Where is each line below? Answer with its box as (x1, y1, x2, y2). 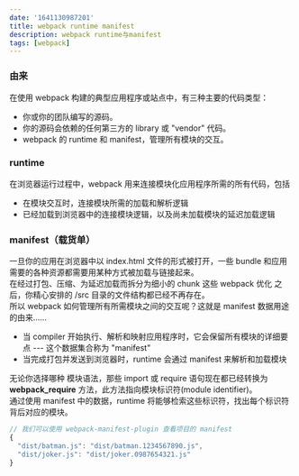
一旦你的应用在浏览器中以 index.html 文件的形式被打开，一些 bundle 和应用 (9, 256, 288, 267)
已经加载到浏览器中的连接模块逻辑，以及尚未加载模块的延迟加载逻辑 (22, 208, 276, 219)
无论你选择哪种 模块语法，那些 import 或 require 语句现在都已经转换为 (9, 373, 268, 384)
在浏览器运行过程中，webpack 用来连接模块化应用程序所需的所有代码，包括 (9, 178, 291, 189)
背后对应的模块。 (9, 407, 73, 417)
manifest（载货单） (9, 233, 95, 246)
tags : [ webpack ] (9, 38, 70, 48)
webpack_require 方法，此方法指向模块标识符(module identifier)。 (9, 384, 258, 395)
